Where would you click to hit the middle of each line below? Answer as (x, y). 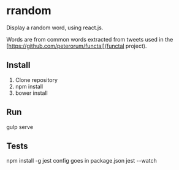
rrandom (29, 11)
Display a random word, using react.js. (55, 28)
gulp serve (20, 127)
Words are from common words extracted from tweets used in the (90, 39)
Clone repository (36, 79)
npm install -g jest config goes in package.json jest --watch (82, 161)
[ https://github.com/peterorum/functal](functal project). (77, 46)
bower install (31, 93)
